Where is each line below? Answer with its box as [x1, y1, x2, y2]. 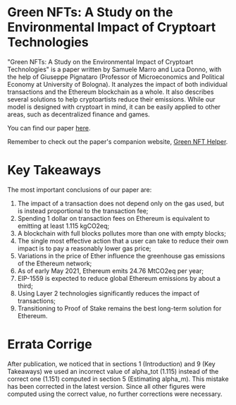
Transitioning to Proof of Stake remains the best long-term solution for [17, 304, 222, 313]
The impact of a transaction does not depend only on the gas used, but [17, 199, 225, 207]
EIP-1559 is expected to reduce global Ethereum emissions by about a [17, 274, 221, 282]
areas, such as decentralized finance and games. [7, 110, 150, 119]
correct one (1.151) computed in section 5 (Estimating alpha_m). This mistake [7, 375, 229, 383]
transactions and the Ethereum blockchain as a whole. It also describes [7, 87, 214, 96]
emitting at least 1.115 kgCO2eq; [17, 222, 110, 230]
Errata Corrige [7, 337, 93, 353]
